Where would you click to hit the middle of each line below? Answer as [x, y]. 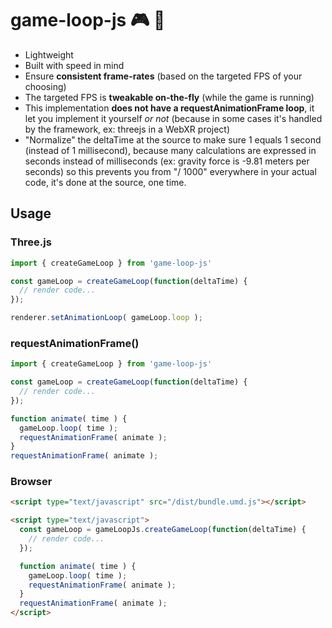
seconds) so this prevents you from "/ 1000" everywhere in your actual [170, 171]
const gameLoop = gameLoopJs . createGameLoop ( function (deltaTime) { [163, 530]
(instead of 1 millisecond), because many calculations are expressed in [170, 150]
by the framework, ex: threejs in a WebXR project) [127, 129]
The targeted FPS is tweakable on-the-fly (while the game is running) [169, 97]
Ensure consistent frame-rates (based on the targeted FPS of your [163, 76]
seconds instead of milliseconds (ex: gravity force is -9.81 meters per [167, 161]
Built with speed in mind [74, 65]
